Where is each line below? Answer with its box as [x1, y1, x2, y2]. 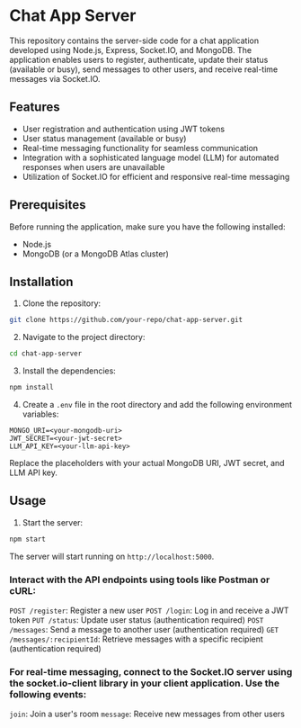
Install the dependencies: [22, 365, 117, 376]
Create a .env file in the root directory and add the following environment [22, 400, 293, 409]
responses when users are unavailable [22, 161, 165, 172]
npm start [9, 535, 47, 544]
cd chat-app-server [9, 349, 83, 358]
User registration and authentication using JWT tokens [22, 123, 226, 134]
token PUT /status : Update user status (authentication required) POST [9, 614, 264, 625]
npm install [9, 383, 54, 392]
